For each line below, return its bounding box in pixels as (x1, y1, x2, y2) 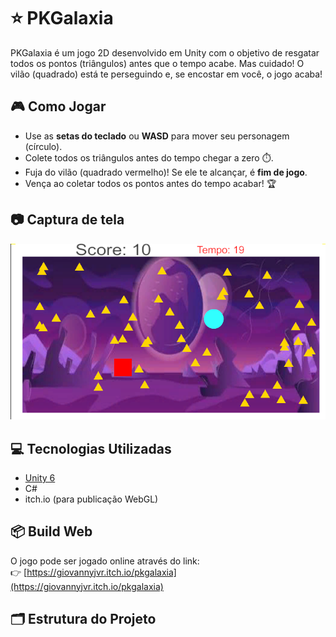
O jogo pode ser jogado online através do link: (10, 555, 200, 567)
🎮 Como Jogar (10, 98, 107, 115)
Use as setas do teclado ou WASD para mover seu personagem (24, 130, 290, 142)
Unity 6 (24, 471, 56, 484)
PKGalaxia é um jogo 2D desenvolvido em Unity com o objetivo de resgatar (10, 46, 320, 59)
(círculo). (24, 140, 63, 152)
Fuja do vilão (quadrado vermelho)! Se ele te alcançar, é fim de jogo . (24, 166, 308, 178)
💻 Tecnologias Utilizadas (10, 440, 172, 457)
